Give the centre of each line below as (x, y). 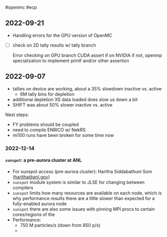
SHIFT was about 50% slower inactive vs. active (62, 105)
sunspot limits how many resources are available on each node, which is (87, 193)
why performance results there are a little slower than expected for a (83, 198)
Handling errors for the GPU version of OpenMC (62, 35)
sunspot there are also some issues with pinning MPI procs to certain (83, 209)
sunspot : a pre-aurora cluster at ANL (44, 160)
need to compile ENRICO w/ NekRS (49, 130)
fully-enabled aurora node (39, 204)
